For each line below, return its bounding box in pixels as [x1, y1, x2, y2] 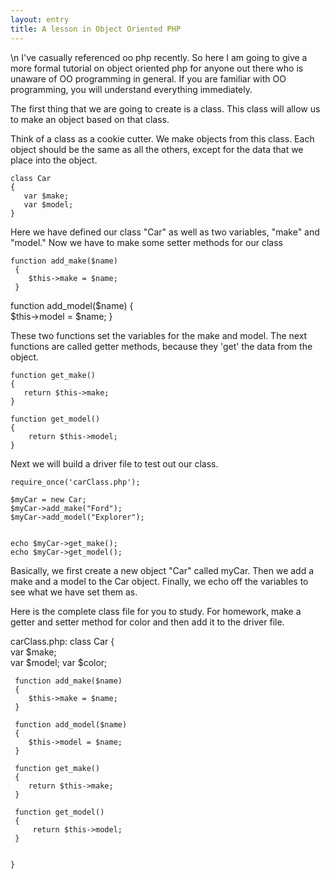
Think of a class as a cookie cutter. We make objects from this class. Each [10, 132, 315, 145]
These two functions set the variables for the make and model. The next [10, 329, 308, 341]
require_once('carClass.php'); [10, 477, 141, 487]
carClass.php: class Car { [10, 635, 115, 647]
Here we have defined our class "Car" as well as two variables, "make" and [10, 226, 320, 238]
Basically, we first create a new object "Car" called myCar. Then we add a [10, 564, 315, 576]
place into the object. [10, 154, 98, 166]
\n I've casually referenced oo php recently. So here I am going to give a [10, 51, 308, 63]
